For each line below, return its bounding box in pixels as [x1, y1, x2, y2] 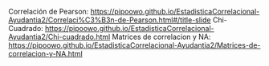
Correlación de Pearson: [8, 7, 89, 16]
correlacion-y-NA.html [8, 49, 83, 58]
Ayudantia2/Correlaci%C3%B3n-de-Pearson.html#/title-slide [8, 15, 211, 25]
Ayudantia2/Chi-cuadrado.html [8, 32, 111, 41]
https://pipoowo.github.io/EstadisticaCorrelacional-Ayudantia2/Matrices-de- [8, 41, 261, 50]
